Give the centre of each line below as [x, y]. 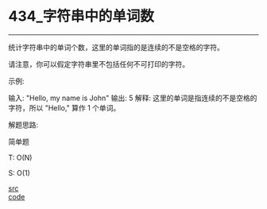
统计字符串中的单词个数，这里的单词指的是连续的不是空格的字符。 [116, 47]
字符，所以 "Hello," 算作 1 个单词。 [64, 107]
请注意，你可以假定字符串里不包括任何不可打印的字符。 [99, 64]
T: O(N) [20, 157]
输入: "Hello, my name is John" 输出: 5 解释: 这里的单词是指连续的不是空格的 [133, 98]
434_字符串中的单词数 [81, 16]
